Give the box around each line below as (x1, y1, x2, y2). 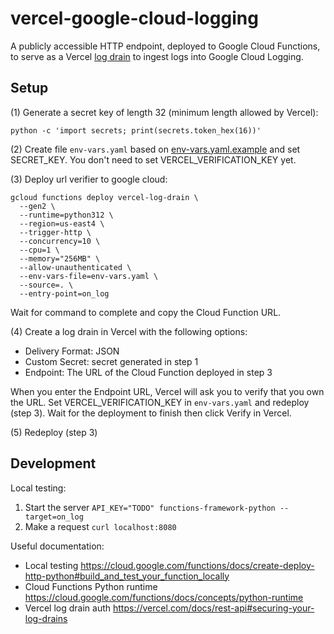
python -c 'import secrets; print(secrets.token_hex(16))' (10, 125, 262, 136)
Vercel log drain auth (24, 602, 112, 614)
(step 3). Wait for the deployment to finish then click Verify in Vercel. (10, 407, 292, 419)
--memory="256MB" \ (19, 253, 101, 264)
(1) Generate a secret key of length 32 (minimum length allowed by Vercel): (10, 106, 319, 118)
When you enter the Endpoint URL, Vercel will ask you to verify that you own (10, 385, 325, 397)
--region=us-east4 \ (19, 218, 105, 229)
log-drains (24, 612, 68, 624)
